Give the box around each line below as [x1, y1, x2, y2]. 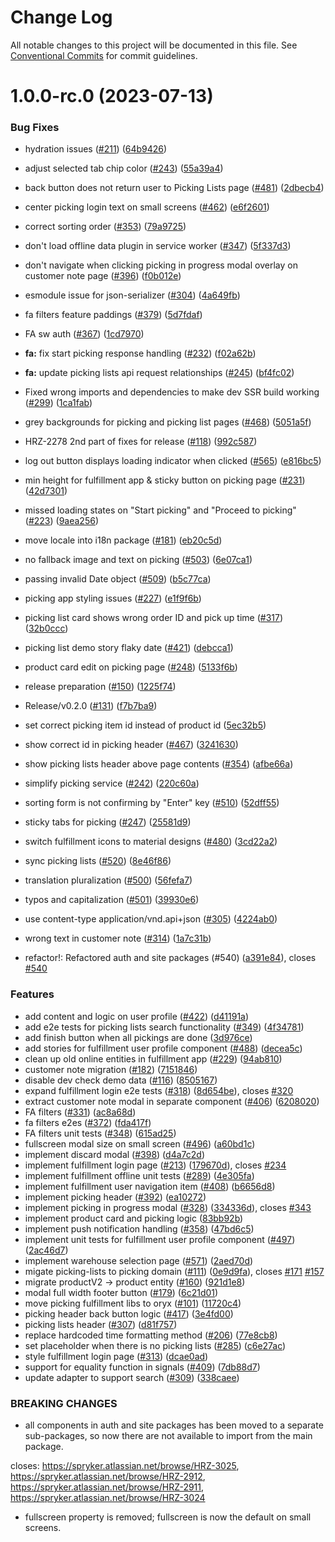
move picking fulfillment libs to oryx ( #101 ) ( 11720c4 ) [24, 1297, 242, 1309]
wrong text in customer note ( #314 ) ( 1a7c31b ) [24, 932, 212, 945]
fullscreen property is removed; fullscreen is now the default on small [24, 1511, 312, 1523]
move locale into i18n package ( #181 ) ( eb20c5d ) [24, 534, 223, 546]
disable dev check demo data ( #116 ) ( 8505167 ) [24, 1074, 218, 1086]
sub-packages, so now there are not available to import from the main [24, 1430, 313, 1442]
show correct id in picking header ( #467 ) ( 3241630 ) [24, 739, 239, 751]
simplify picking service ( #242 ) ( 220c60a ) [24, 777, 200, 790]
